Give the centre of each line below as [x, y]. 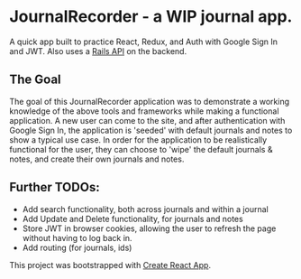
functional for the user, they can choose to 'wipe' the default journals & [141, 149]
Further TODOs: [55, 187]
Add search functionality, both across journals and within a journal [145, 209]
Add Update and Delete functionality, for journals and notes [132, 219]
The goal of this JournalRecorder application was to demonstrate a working [150, 101]
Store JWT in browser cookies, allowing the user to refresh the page [149, 228]
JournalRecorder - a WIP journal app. [151, 17]
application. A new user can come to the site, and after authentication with [147, 120]
